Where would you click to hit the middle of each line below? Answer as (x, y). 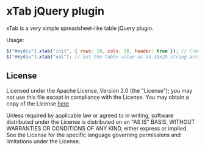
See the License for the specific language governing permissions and (94, 135)
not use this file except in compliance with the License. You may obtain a (98, 97)
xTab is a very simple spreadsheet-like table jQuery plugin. (80, 28)
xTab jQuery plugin (56, 11)
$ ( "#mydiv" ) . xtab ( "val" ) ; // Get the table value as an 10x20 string (97, 57)
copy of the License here (38, 103)
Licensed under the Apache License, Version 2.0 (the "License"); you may (99, 90)
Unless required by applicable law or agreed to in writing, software (90, 115)
